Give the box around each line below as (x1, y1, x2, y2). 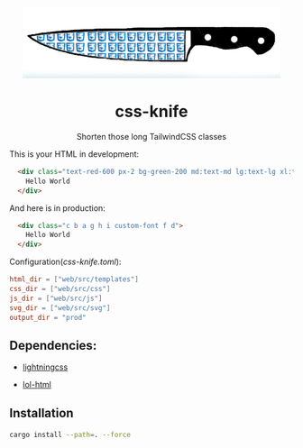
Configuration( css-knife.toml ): (9, 256, 122, 268)
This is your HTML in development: (9, 148, 140, 160)
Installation (9, 405, 74, 421)
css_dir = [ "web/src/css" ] (9, 285, 111, 294)
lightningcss (22, 361, 69, 372)
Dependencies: (9, 337, 97, 353)
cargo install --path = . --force (9, 431, 131, 440)
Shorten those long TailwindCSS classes (76, 131, 227, 142)
